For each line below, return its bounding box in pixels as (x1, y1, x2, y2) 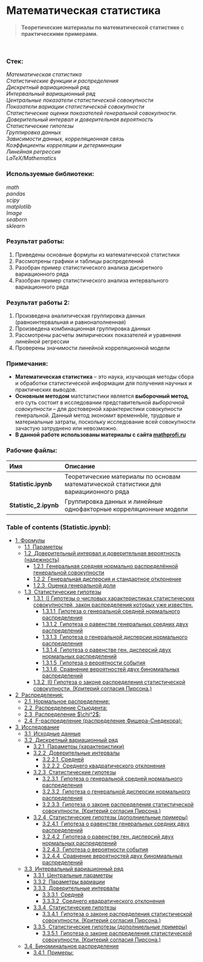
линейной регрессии (14, 338, 69, 346)
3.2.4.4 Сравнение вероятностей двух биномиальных (42, 852, 183, 860)
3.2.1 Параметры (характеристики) (33, 743, 125, 750)
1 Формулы (14, 537, 45, 544)
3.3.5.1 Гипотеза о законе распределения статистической (42, 930, 192, 937)
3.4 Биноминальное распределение (24, 943, 119, 950)
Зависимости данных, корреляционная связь (6, 135, 125, 142)
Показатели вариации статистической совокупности (6, 103, 145, 110)
